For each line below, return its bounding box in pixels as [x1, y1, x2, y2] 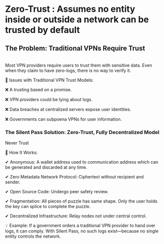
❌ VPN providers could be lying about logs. [5, 97, 93, 102]
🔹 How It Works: [5, 149, 38, 156]
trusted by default [5, 25, 80, 35]
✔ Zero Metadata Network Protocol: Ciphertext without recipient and [5, 174, 144, 180]
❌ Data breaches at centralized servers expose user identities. [5, 106, 132, 112]
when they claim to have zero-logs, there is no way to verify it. [5, 68, 131, 73]
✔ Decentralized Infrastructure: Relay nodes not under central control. [5, 213, 147, 219]
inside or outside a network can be [5, 14, 149, 25]
